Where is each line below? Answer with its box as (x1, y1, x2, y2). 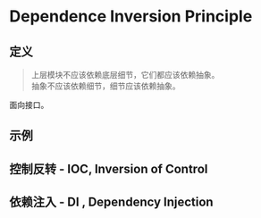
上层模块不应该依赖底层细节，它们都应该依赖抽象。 (30, 70, 220, 80)
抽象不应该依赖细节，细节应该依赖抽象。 (30, 80, 181, 91)
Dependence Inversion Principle (9, 6, 253, 27)
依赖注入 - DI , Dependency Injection (9, 195, 214, 210)
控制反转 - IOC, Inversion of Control (9, 161, 208, 176)
